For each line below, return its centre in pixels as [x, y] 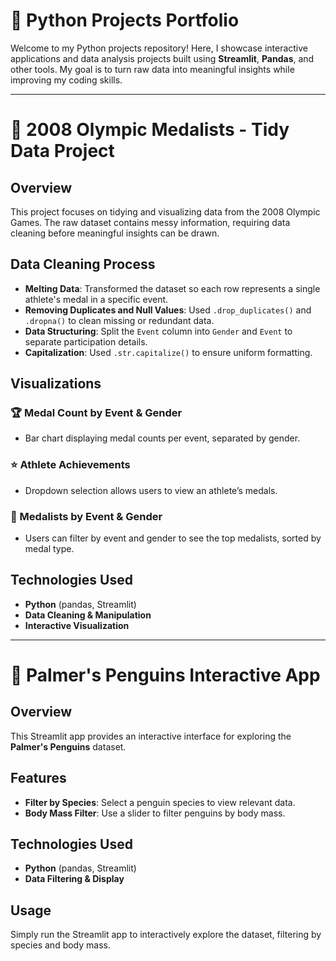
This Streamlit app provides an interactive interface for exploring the [151, 736]
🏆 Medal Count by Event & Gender [96, 413]
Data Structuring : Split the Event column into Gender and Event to [158, 331]
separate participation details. [86, 341]
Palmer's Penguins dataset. [68, 746]
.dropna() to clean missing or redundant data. [119, 320]
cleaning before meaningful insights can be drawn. [115, 233]
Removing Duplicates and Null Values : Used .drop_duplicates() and [168, 310]
